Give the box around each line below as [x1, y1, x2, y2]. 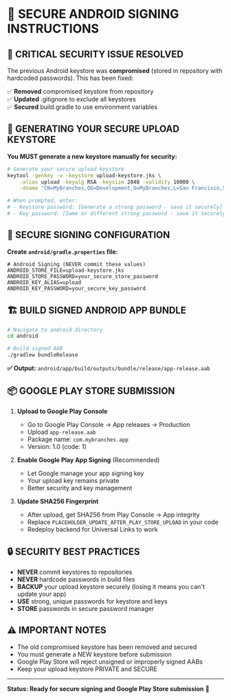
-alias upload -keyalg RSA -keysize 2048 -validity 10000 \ [19, 179, 195, 186]
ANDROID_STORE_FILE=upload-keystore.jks [7, 267, 125, 274]
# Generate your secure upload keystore [7, 166, 125, 172]
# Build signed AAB [7, 345, 63, 352]
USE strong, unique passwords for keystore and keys [16, 597, 168, 606]
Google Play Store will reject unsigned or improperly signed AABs [16, 657, 203, 666]
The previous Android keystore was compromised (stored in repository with [7, 67, 223, 74]
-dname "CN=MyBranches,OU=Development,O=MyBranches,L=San [19, 185, 189, 192]
